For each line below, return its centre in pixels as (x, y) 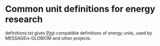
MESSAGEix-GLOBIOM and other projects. (48, 38)
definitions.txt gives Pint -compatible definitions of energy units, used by (79, 33)
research (24, 19)
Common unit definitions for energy (80, 9)
